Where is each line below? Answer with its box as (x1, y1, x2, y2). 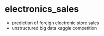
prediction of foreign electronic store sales (11, 20, 100, 26)
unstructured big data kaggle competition (11, 25, 98, 31)
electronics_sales (4, 3, 79, 15)
